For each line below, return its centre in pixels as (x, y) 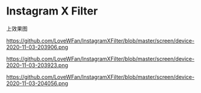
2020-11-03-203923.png (37, 65)
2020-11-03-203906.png (37, 47)
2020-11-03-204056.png (37, 83)
